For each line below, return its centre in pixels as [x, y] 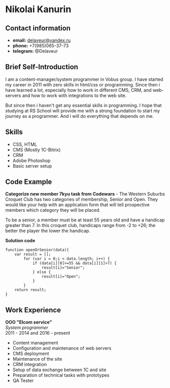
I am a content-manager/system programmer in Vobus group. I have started [84, 79]
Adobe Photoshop [31, 160]
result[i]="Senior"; [63, 268]
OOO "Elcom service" [29, 322]
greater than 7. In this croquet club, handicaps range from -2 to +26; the [80, 225]
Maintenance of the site [37, 359]
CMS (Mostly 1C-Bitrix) [37, 150]
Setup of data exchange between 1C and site [59, 370]
